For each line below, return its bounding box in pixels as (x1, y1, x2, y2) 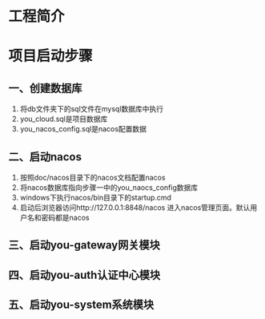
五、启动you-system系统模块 (8, 298, 155, 312)
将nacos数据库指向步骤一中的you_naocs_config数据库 (19, 183, 199, 192)
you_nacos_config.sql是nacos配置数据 (19, 124, 147, 134)
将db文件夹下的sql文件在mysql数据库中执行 (19, 104, 164, 114)
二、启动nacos (8, 150, 82, 164)
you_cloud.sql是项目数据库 (19, 114, 108, 124)
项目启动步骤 (8, 47, 94, 65)
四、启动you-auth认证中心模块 (8, 268, 161, 281)
